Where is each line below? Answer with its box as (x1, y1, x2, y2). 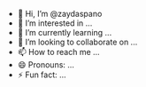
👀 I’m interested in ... (17, 18, 93, 28)
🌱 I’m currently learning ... (17, 28, 112, 37)
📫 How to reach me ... (17, 47, 100, 57)
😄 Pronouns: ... (17, 59, 75, 70)
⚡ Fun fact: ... (17, 69, 66, 80)
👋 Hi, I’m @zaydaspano (17, 9, 103, 19)
